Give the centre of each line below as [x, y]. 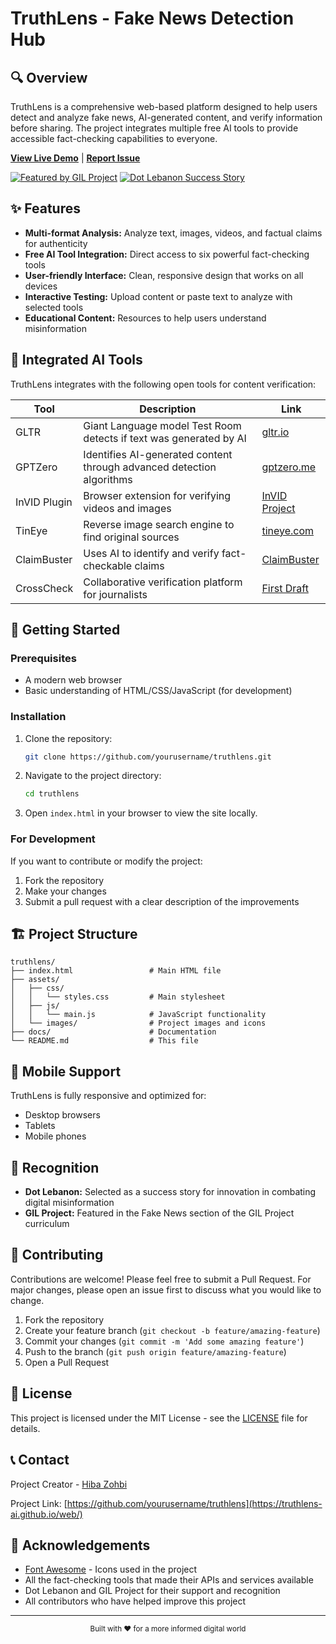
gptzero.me [289, 467]
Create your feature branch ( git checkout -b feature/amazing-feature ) [172, 1330]
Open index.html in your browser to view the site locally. [141, 813]
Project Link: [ [39, 1503]
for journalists [115, 594]
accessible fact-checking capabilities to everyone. [114, 138]
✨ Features [45, 208]
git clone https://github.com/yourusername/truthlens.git [148, 757]
